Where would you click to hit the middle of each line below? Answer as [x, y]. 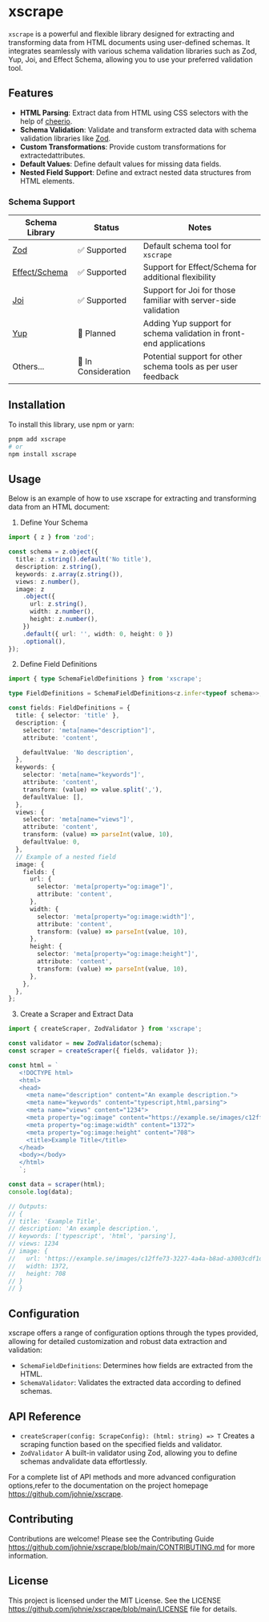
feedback [161, 377]
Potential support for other [193, 357]
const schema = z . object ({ [53, 552]
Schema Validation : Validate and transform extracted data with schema [138, 129]
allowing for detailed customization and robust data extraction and [118, 1342]
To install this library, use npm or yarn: [71, 424]
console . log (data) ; [41, 1191]
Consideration [104, 372]
